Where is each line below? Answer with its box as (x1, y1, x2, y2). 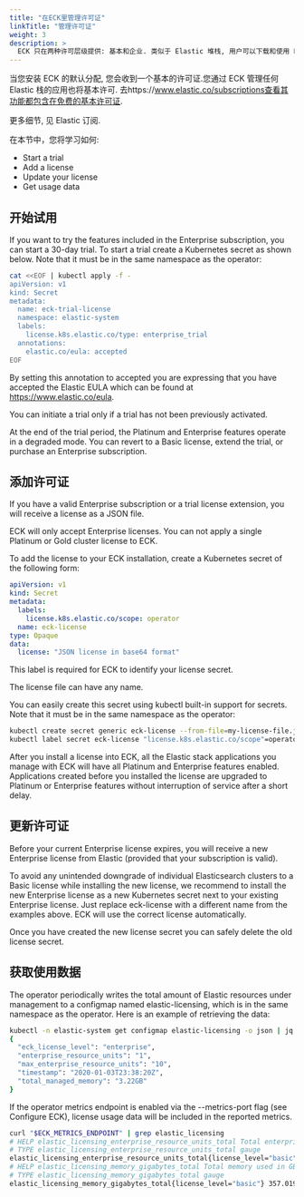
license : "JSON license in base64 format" (17, 647, 180, 657)
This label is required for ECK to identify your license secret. (9, 664, 233, 676)
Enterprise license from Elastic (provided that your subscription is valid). (9, 852, 279, 863)
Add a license (22, 162, 74, 173)
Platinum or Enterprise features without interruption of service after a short (9, 781, 289, 791)
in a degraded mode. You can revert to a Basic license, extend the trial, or (9, 436, 283, 447)
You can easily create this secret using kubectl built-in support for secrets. (9, 699, 288, 710)
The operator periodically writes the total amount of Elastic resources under (9, 989, 292, 1000)
